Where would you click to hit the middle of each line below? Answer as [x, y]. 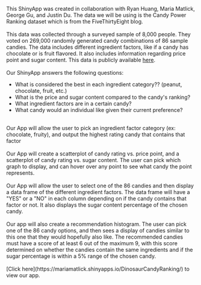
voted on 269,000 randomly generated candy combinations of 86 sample [97, 41]
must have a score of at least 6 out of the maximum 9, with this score [92, 243]
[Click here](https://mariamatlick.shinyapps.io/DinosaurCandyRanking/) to [98, 269]
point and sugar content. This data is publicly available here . [81, 60]
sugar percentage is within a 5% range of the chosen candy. [81, 256]
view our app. [23, 275]
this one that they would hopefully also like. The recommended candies [95, 237]
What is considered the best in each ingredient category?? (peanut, [98, 84]
